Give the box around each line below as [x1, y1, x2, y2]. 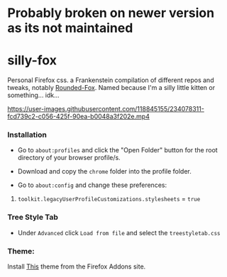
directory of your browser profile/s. [17, 154, 121, 162]
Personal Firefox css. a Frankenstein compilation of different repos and [7, 76, 214, 84]
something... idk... [7, 91, 60, 100]
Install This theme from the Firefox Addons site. [7, 262, 146, 271]
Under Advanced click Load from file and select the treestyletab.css [17, 228, 221, 237]
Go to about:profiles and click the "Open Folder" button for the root [17, 146, 218, 154]
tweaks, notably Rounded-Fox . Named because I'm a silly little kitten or [7, 84, 215, 92]
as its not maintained [7, 20, 133, 36]
